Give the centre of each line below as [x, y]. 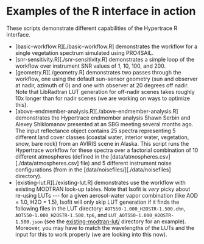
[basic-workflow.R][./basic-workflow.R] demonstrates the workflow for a [106, 46]
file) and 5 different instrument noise [126, 163]
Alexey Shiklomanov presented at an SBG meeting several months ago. [104, 124]
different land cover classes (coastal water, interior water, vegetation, [102, 137]
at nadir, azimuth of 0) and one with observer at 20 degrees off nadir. [102, 85]
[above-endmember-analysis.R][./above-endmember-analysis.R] [97, 111]
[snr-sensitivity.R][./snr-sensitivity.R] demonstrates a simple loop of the [105, 59]
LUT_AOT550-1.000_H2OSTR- [141, 215]
